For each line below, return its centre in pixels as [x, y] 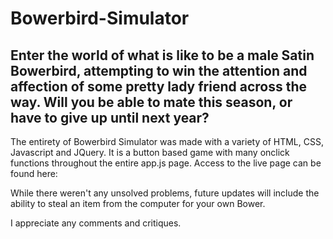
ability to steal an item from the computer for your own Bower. [138, 203]
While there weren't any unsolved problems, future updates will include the [165, 193]
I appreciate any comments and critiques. [96, 223]
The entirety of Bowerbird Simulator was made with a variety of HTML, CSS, [167, 141]
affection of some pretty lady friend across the [158, 86]
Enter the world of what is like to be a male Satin [162, 55]
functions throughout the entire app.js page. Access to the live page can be [166, 163]
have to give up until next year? [110, 117]
